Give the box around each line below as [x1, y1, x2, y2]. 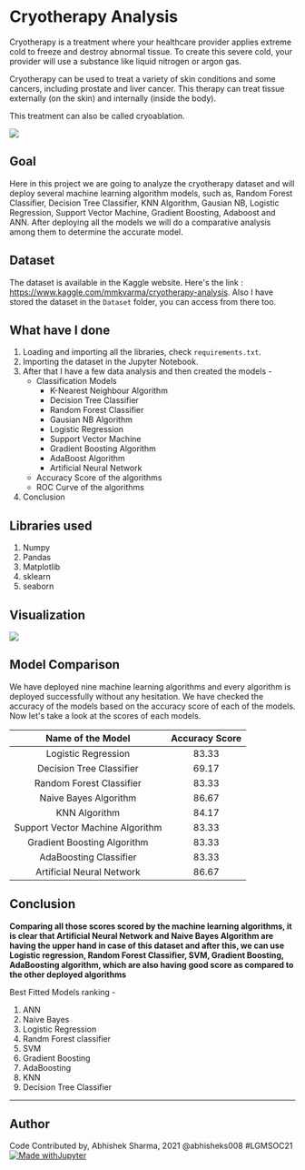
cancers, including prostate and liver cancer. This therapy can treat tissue [9, 83, 285, 94]
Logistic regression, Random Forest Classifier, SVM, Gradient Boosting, [9, 949, 284, 961]
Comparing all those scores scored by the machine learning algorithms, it [9, 921, 292, 932]
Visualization [9, 607, 86, 622]
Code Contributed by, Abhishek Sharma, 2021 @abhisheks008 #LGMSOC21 [9, 1140, 293, 1152]
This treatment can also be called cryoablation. [9, 110, 185, 121]
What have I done [9, 322, 111, 338]
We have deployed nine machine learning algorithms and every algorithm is [9, 681, 291, 692]
